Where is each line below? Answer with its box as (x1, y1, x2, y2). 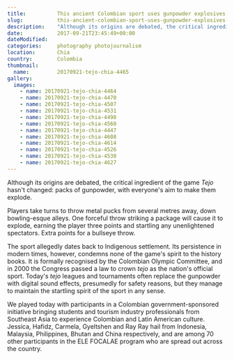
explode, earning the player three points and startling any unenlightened (7, 221, 214, 230)
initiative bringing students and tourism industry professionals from (7, 307, 200, 315)
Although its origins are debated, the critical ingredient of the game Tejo (7, 178, 214, 187)
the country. (7, 344, 42, 352)
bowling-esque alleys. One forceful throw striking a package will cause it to (7, 214, 224, 222)
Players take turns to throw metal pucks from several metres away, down (7, 206, 217, 214)
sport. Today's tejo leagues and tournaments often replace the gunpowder (7, 272, 221, 280)
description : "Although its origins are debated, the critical (7, 23, 204, 30)
